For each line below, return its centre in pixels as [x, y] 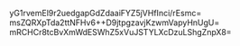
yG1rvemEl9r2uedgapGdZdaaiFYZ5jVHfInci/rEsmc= [106, 13]
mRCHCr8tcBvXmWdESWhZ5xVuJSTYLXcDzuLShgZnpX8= [120, 32]
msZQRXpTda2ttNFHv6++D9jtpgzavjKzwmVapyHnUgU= [115, 23]
